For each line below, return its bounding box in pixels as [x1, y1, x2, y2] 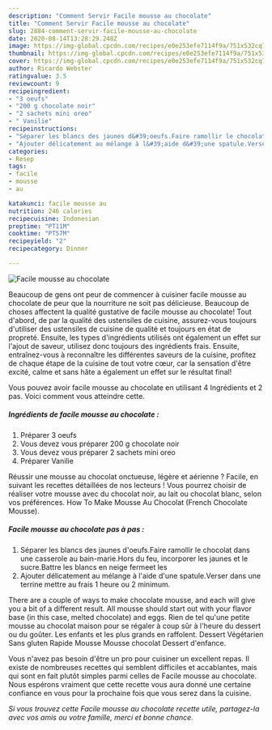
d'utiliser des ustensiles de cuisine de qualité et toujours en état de [8, 324, 232, 333]
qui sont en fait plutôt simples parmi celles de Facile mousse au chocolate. [8, 671, 257, 681]
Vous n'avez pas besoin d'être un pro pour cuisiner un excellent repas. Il [8, 653, 249, 664]
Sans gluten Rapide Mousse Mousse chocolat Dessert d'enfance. [8, 638, 227, 647]
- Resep [8, 155, 35, 163]
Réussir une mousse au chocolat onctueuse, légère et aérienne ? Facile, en [8, 471, 259, 482]
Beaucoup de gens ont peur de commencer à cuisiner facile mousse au [8, 289, 247, 299]
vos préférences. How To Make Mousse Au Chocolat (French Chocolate [8, 497, 249, 507]
